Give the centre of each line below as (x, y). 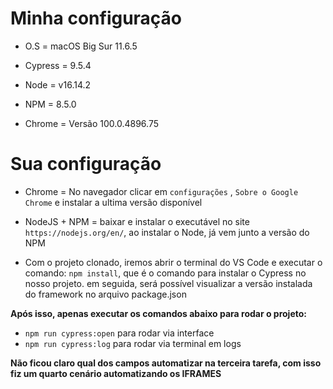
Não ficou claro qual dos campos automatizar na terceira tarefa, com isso (166, 363)
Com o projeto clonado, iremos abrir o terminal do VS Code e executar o (173, 262)
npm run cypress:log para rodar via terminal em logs (133, 343)
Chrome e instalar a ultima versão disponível (113, 202)
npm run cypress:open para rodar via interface (119, 333)
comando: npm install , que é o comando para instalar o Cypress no (165, 273)
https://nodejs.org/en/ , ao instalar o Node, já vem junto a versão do (167, 232)
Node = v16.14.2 (58, 84)
